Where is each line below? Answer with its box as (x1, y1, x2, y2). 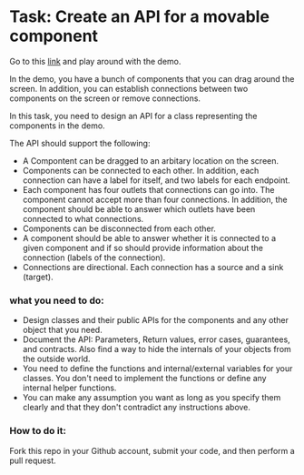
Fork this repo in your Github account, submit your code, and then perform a (9, 445, 295, 456)
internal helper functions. (22, 382, 117, 393)
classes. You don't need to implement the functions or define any (22, 373, 267, 384)
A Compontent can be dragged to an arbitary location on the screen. (22, 155, 279, 166)
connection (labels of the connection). (22, 252, 166, 263)
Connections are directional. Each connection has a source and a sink (22, 261, 284, 272)
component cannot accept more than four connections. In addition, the (22, 194, 288, 205)
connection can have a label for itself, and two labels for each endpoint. (22, 175, 290, 186)
